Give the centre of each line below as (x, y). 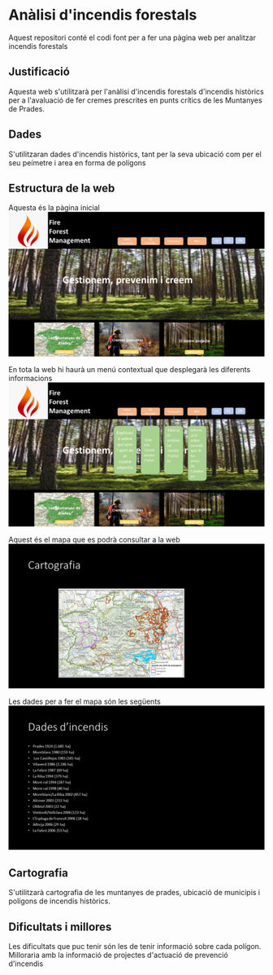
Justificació (39, 72)
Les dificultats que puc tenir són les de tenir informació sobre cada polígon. (135, 946)
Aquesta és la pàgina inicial (54, 208)
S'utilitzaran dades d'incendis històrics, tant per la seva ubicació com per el (135, 154)
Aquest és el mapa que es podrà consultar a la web (94, 540)
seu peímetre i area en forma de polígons (77, 162)
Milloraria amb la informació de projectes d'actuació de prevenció (119, 955)
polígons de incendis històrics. (60, 901)
